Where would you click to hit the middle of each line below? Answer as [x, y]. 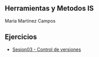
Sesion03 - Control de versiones [47, 49]
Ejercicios [21, 37]
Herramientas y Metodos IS [50, 8]
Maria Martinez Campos [30, 21]
